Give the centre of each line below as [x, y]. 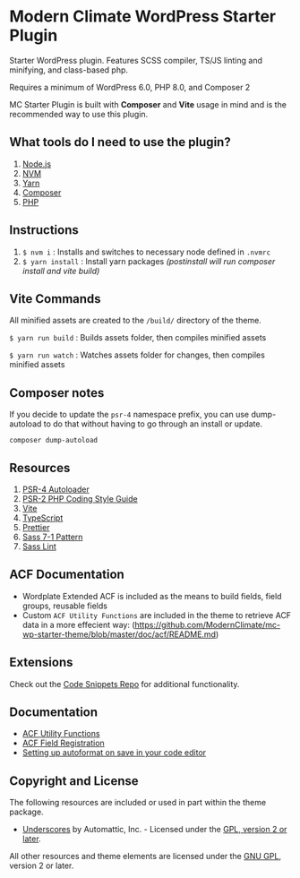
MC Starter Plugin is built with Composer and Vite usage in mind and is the [148, 104]
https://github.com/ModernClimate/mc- [207, 624]
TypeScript [43, 518]
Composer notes [57, 393]
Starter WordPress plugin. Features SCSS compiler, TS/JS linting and [136, 60]
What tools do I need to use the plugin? [120, 142]
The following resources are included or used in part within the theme [138, 803]
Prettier [36, 527]
